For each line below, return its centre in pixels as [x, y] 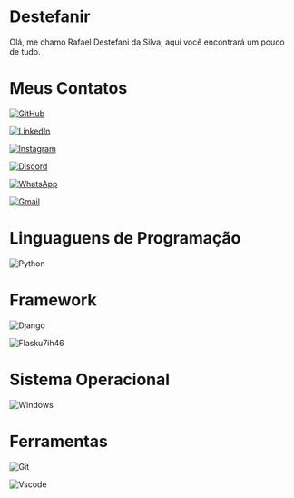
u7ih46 [51, 343]
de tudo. [25, 51]
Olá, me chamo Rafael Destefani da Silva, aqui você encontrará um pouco [147, 42]
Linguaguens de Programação [125, 239]
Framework [53, 300]
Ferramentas [59, 441]
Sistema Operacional [90, 379]
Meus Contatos [69, 89]
